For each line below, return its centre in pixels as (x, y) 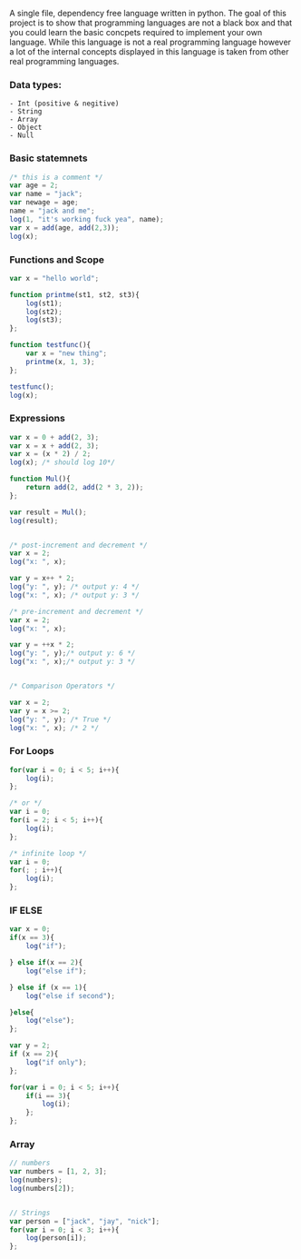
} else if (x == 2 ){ (46, 963)
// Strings (30, 1213)
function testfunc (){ (50, 345)
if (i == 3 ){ (48, 1095)
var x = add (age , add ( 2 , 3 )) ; (64, 228)
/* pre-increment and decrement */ (77, 611)
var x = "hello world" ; (54, 278)
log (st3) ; (44, 320)
